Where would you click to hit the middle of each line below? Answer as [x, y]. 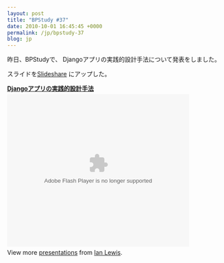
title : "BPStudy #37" [38, 20]
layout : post [26, 13]
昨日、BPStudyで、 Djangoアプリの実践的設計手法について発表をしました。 [114, 60]
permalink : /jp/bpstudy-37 [46, 33]
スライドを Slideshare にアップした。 [59, 74]
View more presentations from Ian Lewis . [65, 253]
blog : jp [20, 39]
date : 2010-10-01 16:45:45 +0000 [55, 26]
